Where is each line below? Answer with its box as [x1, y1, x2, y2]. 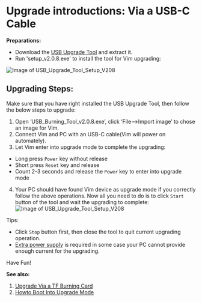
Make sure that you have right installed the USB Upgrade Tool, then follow [6, 100, 189, 107]
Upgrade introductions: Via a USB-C [6, 4, 191, 18]
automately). [14, 137, 46, 144]
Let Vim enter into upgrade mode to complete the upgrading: [14, 143, 166, 151]
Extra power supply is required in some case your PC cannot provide [14, 241, 186, 248]
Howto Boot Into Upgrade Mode [14, 288, 94, 295]
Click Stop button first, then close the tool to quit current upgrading [14, 228, 181, 235]
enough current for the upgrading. [14, 247, 100, 255]
